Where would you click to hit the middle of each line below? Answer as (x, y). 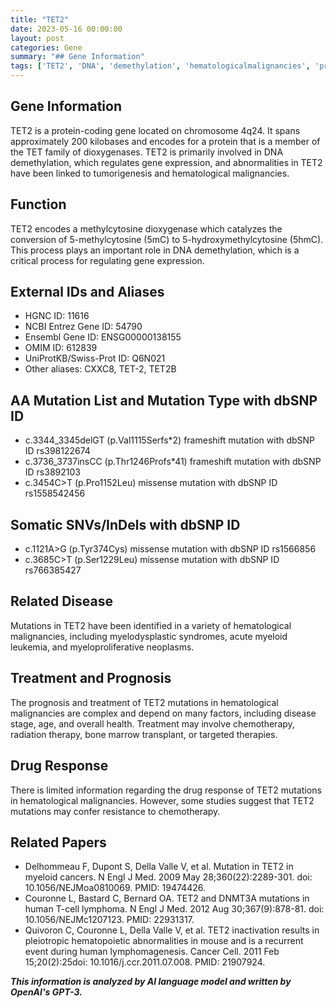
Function (38, 204)
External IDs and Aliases (87, 292)
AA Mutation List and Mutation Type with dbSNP (164, 400)
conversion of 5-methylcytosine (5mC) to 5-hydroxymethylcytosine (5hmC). (167, 239)
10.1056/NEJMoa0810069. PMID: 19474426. (115, 888)
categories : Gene (46, 47)
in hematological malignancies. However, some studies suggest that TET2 (162, 800)
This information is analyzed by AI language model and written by (151, 982)
